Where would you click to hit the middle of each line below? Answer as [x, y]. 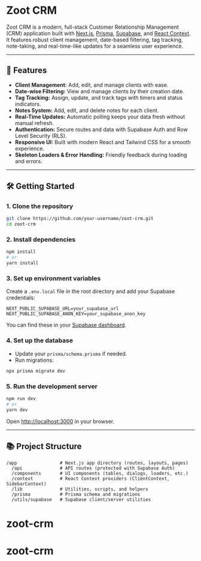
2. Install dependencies [41, 240]
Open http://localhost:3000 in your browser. [60, 421]
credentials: [21, 298]
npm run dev [21, 398]
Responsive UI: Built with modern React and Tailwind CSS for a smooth [103, 142]
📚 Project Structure [44, 446]
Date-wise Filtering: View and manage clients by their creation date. [99, 91]
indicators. [28, 104]
